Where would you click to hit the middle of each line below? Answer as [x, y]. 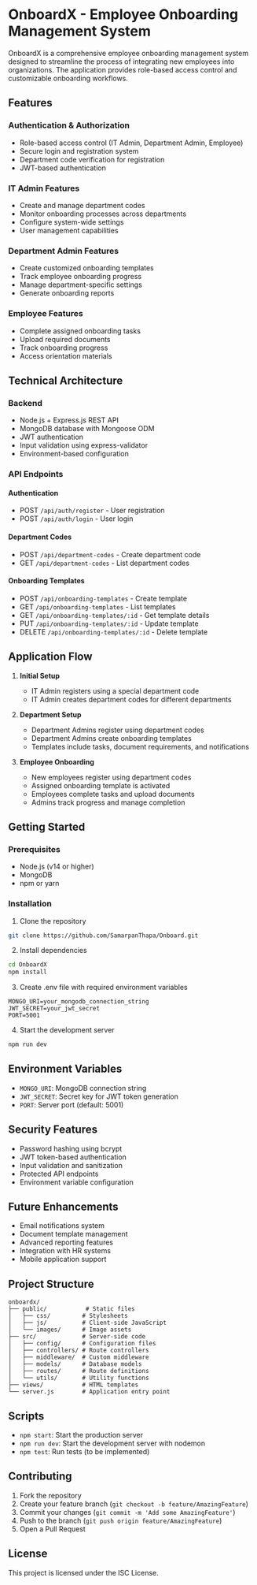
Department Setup [50, 714]
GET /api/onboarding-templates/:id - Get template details [114, 615]
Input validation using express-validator [83, 445]
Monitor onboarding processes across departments [103, 214]
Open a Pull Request [53, 1529]
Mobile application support [63, 1259]
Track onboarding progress [64, 348]
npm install [28, 972]
